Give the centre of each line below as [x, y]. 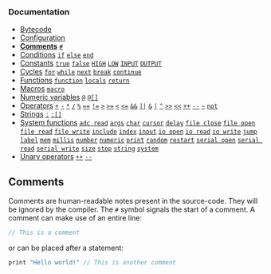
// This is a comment [44, 233]
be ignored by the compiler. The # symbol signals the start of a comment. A [132, 209]
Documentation [39, 12]
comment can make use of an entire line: [75, 218]
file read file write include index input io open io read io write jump [138, 132]
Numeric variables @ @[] [59, 97]
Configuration [42, 38]
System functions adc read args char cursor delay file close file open [137, 123]
